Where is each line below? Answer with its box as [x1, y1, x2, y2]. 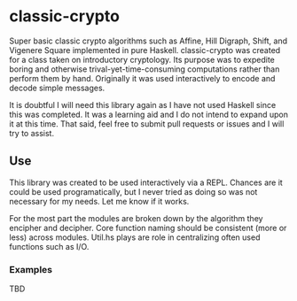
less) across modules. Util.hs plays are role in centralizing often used [9, 232, 261, 243]
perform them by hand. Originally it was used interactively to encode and [9, 73, 276, 83]
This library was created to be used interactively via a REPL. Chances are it [9, 177, 284, 188]
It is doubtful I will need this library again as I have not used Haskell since [9, 99, 277, 110]
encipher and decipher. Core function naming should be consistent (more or [9, 222, 287, 233]
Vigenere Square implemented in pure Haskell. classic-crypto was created [9, 44, 281, 55]
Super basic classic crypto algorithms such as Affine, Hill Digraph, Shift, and [9, 35, 288, 46]
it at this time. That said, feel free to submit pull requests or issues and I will [9, 118, 285, 129]
